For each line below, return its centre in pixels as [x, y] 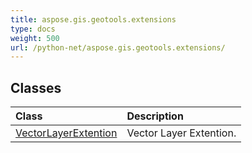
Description [155, 116]
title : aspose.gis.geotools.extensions [93, 19]
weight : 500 [35, 38]
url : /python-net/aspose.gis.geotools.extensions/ [118, 47]
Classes [36, 87]
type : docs [33, 29]
